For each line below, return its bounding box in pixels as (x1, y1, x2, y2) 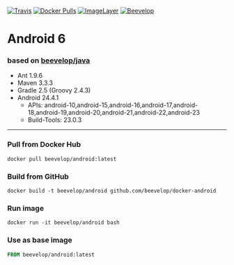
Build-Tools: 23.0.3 (27, 115, 82, 125)
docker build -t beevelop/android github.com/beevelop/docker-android (7, 188, 217, 195)
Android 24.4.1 (17, 94, 59, 102)
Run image (7, 204, 44, 213)
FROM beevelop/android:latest (7, 251, 95, 258)
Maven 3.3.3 (17, 79, 54, 87)
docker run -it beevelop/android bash (7, 219, 120, 226)
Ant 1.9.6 (17, 72, 43, 80)
